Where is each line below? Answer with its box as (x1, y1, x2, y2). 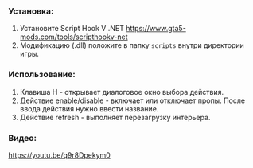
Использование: (8, 69, 76, 80)
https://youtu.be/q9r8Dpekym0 (8, 150, 111, 160)
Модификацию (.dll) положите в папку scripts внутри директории (19, 41, 244, 50)
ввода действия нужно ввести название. (19, 104, 159, 113)
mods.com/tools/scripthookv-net (19, 32, 129, 41)
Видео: (8, 132, 37, 143)
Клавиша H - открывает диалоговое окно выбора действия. (19, 87, 224, 96)
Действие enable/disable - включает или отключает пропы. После (19, 96, 245, 105)
